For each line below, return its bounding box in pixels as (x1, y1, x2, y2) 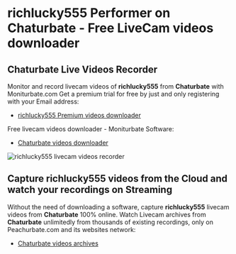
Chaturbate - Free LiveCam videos (7, 20, 214, 36)
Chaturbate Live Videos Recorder (7, 63, 158, 75)
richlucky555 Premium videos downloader (17, 111, 142, 119)
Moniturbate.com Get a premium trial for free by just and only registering (7, 90, 220, 98)
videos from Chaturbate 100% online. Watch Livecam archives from (7, 210, 207, 219)
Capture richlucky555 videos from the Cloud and (7, 172, 228, 185)
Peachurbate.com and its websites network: (7, 225, 136, 233)
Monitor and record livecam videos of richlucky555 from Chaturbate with (7, 82, 225, 90)
